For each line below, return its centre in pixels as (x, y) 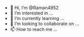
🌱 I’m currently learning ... (37, 18)
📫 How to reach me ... (34, 29)
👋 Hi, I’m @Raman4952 (34, 8)
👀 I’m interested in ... (32, 13)
